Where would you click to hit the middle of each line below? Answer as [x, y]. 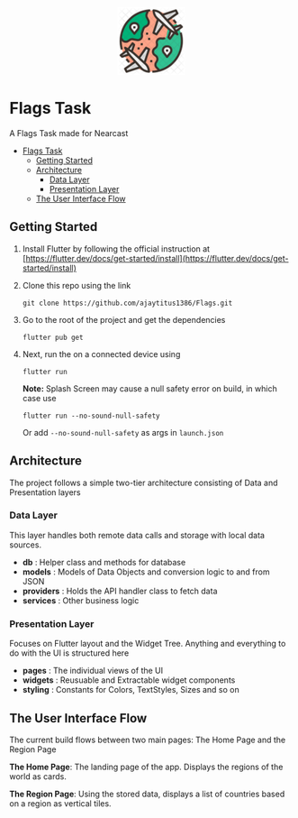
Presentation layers [45, 492]
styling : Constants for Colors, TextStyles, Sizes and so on [131, 690]
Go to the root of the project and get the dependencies [124, 319]
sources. [26, 545]
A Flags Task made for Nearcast [69, 133]
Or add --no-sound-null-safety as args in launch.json [123, 432]
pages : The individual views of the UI [93, 671]
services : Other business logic [81, 600]
